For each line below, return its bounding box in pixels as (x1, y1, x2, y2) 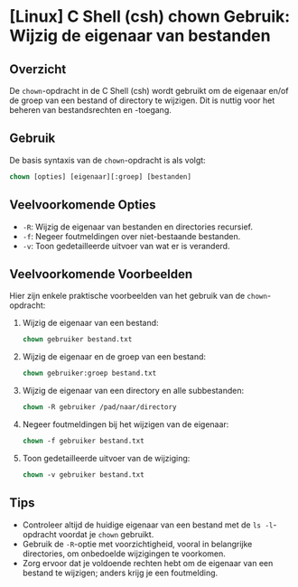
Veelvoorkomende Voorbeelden (9, 266, 193, 282)
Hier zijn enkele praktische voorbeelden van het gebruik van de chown (9, 291, 268, 302)
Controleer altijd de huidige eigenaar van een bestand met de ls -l (22, 519, 274, 530)
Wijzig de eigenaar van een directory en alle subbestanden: (22, 386, 245, 396)
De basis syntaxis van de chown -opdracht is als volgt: (9, 154, 206, 165)
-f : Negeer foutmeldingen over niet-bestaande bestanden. (22, 230, 241, 241)
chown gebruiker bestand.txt (22, 335, 133, 344)
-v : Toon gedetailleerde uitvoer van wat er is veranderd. (22, 240, 230, 251)
